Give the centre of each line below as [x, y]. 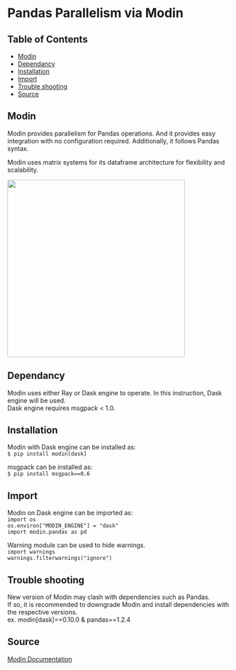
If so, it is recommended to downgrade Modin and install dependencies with [118, 605]
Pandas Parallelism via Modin [96, 13]
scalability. [23, 170]
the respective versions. [43, 613]
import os [22, 520]
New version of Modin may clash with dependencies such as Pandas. [109, 597]
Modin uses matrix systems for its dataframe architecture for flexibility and [116, 162]
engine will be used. [36, 400]
